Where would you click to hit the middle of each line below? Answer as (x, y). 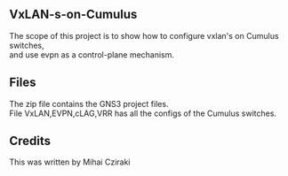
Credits (30, 141)
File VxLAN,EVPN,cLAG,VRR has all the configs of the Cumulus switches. (143, 113)
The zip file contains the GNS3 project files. (89, 103)
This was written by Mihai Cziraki (70, 162)
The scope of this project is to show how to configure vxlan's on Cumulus (144, 35)
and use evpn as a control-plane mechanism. (92, 54)
